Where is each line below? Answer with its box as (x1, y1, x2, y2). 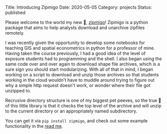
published (5, 10, 26, 16)
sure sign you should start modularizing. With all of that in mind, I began (5, 66, 153, 72)
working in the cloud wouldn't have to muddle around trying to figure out (5, 77, 155, 83)
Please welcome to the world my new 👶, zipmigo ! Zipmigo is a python (5, 20, 148, 25)
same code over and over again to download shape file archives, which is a (5, 61, 160, 67)
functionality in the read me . (5, 123, 63, 129)
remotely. (5, 30, 25, 36)
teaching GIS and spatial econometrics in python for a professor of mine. (5, 45, 155, 51)
